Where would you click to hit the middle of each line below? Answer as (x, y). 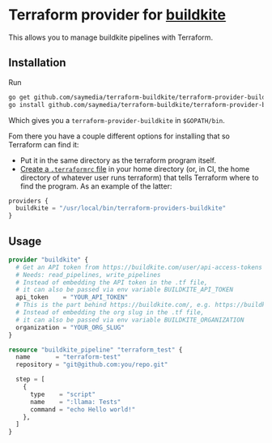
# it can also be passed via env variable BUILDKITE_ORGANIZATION (130, 320)
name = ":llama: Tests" (75, 402)
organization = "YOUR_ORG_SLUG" (70, 327)
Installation (37, 63)
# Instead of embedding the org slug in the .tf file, (110, 313)
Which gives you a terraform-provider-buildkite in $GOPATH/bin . (117, 120)
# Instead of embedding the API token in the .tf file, (112, 282)
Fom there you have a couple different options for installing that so (119, 136)
